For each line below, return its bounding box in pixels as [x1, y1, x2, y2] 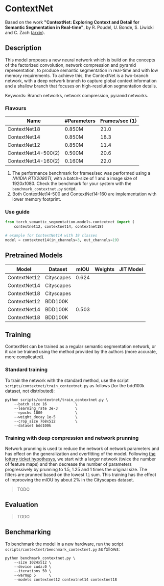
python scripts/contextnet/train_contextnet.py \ [5, 397, 109, 402]
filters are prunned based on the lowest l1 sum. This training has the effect [5, 472, 157, 478]
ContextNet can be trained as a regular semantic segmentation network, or [5, 344, 156, 349]
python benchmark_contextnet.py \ [5, 556, 76, 560]
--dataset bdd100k [14, 423, 51, 428]
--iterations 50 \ [14, 568, 51, 573]
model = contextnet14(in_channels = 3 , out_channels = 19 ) [5, 238, 119, 242]
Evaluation [5, 501, 38, 509]
